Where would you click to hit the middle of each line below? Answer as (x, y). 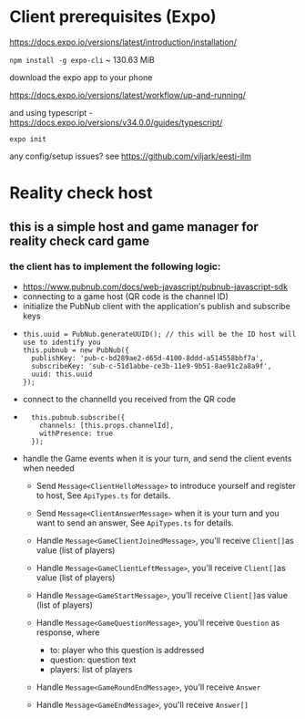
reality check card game (80, 240)
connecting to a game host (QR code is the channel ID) (126, 296)
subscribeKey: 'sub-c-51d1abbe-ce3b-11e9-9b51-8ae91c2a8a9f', (152, 366)
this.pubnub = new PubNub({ (76, 350)
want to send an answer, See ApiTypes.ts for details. (135, 523)
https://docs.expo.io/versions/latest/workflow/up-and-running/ (127, 95)
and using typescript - (51, 112)
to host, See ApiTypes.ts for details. (103, 495)
